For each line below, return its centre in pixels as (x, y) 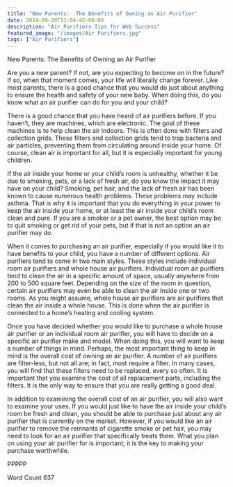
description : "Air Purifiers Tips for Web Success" (83, 26)
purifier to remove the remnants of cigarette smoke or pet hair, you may (110, 429)
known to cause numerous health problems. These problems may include (112, 196)
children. (20, 160)
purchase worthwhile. (38, 451)
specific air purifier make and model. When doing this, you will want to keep (116, 341)
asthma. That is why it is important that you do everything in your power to (114, 203)
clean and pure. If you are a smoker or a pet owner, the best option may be (114, 218)
